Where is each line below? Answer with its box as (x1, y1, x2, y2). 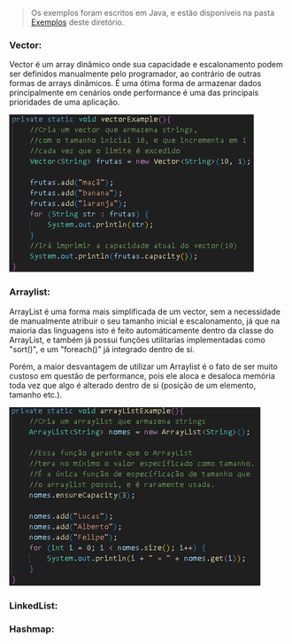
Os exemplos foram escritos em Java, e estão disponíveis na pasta (30, 8, 275, 18)
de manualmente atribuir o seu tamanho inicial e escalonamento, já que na (9, 315, 280, 326)
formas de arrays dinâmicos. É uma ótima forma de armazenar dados (9, 78, 262, 89)
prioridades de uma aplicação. (9, 97, 120, 107)
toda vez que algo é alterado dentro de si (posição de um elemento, (9, 380, 257, 390)
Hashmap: (9, 623, 55, 635)
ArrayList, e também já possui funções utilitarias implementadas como (9, 334, 265, 345)
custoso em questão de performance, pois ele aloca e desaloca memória (9, 370, 276, 381)
